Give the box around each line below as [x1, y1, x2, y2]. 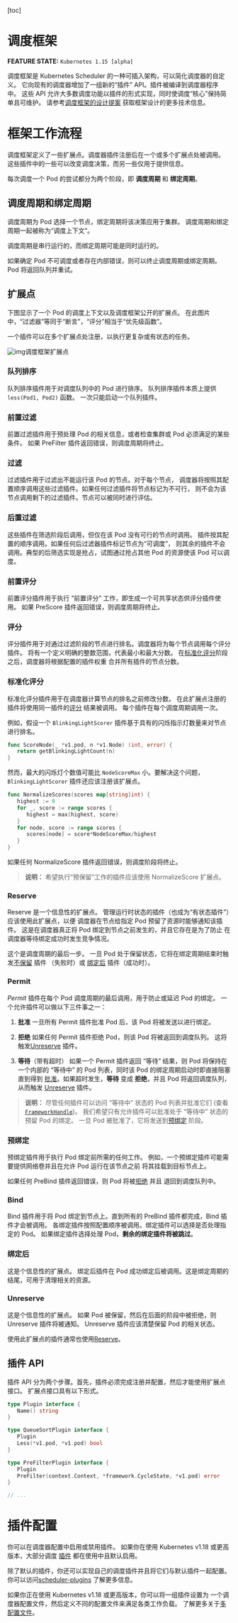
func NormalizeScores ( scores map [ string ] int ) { [7, 791, 151, 799]
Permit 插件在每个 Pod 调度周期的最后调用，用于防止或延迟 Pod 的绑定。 [7, 993, 220, 1002]
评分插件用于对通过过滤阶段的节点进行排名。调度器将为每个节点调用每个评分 [7, 640, 231, 648]
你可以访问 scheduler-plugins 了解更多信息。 [7, 1575, 137, 1584]
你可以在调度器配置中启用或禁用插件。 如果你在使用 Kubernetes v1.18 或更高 [7, 1543, 229, 1551]
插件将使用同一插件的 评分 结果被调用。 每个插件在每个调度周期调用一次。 [7, 703, 222, 711]
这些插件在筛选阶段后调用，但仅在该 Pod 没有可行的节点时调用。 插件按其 [7, 530, 223, 538]
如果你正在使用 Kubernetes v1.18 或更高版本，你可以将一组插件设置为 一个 [7, 1590, 223, 1599]
